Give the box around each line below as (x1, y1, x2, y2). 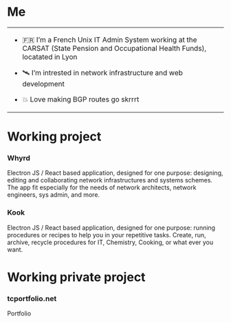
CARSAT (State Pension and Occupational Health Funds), (22, 43, 207, 53)
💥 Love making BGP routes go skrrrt (22, 94, 140, 104)
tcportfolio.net (7, 294, 57, 303)
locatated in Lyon (22, 52, 78, 62)
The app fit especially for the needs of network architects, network (7, 183, 197, 192)
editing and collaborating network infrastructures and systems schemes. (7, 176, 213, 184)
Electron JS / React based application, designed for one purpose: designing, (7, 169, 223, 177)
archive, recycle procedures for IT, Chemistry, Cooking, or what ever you (7, 238, 214, 246)
